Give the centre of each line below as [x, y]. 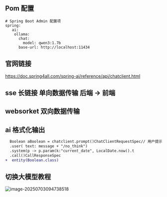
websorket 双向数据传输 [42, 111]
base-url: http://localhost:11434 [54, 47]
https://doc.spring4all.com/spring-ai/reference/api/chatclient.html [73, 76]
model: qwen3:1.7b [42, 43]
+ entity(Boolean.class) [32, 160]
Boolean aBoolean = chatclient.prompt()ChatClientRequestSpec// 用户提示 [86, 142]
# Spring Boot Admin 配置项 [33, 21]
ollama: [22, 34]
